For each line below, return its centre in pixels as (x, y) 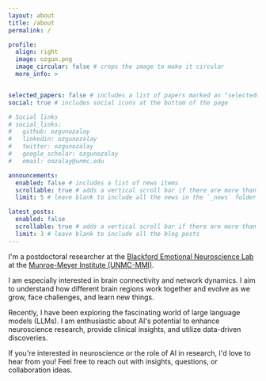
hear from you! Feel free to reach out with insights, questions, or (113, 361)
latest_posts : (32, 212)
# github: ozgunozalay (49, 131)
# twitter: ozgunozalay (51, 147)
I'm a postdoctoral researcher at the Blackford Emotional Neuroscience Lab (131, 256)
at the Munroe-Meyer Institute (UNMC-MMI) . (81, 265)
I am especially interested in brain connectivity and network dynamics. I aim (132, 280)
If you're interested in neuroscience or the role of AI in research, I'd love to (129, 352)
